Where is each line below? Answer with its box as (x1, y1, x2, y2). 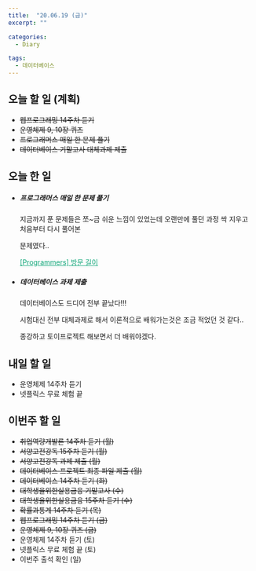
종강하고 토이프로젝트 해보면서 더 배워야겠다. (19, 331, 157, 342)
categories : (8, 33, 47, 41)
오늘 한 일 (8, 170, 52, 183)
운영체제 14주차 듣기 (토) (19, 535, 96, 544)
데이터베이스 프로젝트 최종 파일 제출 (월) (19, 466, 143, 475)
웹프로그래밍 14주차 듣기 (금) (19, 515, 108, 525)
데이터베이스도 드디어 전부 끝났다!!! (19, 298, 127, 308)
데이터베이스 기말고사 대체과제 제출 (19, 145, 127, 154)
